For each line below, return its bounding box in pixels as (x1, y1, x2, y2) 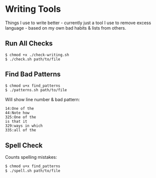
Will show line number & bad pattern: (5, 97, 80, 103)
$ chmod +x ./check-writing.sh (5, 52, 69, 57)
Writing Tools (5, 3, 61, 15)
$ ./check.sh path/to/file (5, 57, 61, 62)
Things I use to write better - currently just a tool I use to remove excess (5, 20, 152, 26)
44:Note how (5, 110, 30, 115)
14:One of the (5, 106, 34, 111)
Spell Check (5, 141, 43, 149)
